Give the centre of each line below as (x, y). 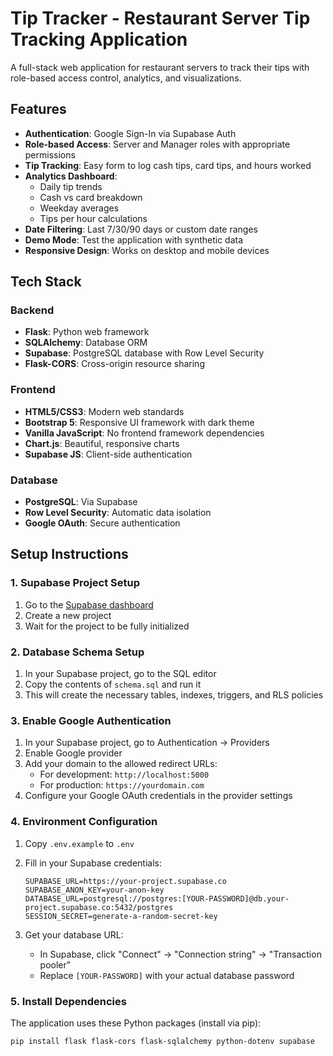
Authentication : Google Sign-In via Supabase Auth (130, 133)
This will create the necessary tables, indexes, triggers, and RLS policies (174, 695)
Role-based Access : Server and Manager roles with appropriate (157, 144)
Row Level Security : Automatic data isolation (118, 513)
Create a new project (68, 615)
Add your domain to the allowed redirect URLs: (121, 764)
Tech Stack (46, 282)
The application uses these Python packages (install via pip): (136, 1023)
